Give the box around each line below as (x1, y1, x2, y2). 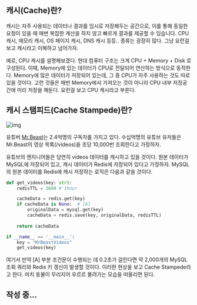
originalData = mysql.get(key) (27, 207, 104, 213)
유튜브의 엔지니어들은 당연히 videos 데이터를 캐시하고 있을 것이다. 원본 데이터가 (6, 153, 189, 160)
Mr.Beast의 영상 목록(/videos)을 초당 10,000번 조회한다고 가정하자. (6, 141, 162, 148)
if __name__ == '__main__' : (6, 234, 75, 240)
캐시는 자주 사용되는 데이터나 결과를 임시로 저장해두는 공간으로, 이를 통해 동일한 (6, 22, 188, 29)
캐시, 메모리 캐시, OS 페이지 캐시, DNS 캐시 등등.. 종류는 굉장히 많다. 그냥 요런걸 (6, 37, 190, 44)
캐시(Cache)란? (6, 5, 62, 16)
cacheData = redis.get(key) (16, 196, 85, 202)
